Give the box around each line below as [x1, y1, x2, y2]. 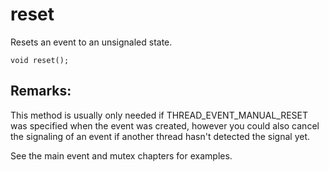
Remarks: [10, 83, 72, 100]
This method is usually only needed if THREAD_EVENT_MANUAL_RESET [10, 109, 309, 121]
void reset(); [10, 55, 70, 65]
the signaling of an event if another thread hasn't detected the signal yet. [10, 130, 311, 142]
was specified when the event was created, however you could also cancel [10, 119, 320, 132]
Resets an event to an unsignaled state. [10, 36, 173, 48]
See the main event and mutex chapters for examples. [10, 149, 233, 162]
